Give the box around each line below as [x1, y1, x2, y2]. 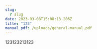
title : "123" [5, 21, 32, 26]
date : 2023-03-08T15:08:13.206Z [5, 16, 72, 21]
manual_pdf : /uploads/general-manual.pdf [5, 26, 93, 31]
